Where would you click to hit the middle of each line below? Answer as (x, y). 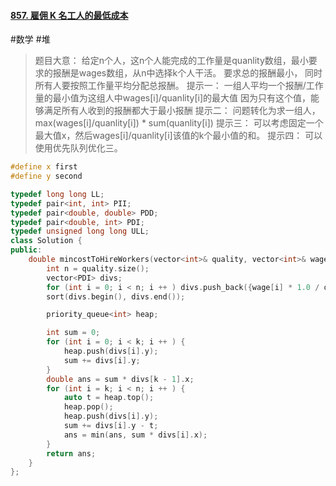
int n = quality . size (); (98, 268)
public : (26, 250)
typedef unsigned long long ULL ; (80, 231)
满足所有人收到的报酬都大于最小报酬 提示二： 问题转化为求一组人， (182, 111)
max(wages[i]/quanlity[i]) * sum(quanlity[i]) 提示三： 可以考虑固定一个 (179, 123)
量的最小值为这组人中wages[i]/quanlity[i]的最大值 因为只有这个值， (172, 98)
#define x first (44, 167)
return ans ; (71, 453)
